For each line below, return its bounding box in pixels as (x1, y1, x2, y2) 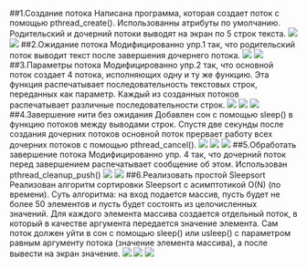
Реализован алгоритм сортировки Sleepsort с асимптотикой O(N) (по (9, 180, 281, 190)
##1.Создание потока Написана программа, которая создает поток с (9, 8, 281, 18)
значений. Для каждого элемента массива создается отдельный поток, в (9, 209, 298, 219)
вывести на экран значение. (9, 248, 121, 259)
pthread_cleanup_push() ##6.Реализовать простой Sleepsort (9, 170, 266, 180)
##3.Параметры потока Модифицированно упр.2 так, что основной (9, 59, 274, 70)
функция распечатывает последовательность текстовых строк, (9, 79, 258, 89)
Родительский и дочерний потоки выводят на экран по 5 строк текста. (9, 28, 286, 39)
